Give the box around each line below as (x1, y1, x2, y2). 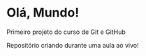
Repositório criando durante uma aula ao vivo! (6, 41, 139, 49)
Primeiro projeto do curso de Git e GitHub (6, 28, 126, 36)
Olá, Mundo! (6, 5, 80, 21)
